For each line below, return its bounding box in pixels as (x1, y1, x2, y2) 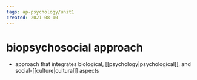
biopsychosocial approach (6, 41, 144, 55)
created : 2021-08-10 (6, 15, 59, 21)
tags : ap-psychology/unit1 (6, 8, 75, 15)
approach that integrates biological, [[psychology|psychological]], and (15, 61, 191, 68)
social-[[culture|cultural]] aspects (15, 67, 99, 75)
